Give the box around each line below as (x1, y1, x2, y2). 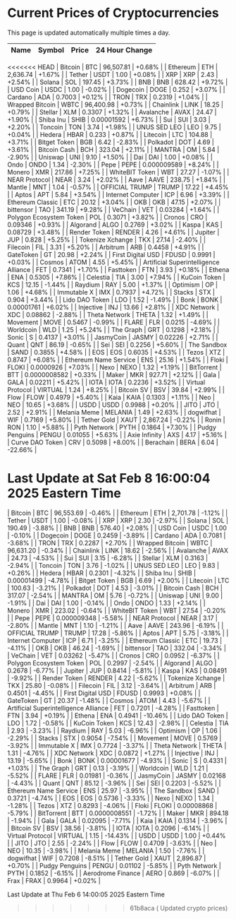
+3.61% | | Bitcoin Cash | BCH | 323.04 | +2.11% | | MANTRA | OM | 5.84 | (7, 145, 220, 153)
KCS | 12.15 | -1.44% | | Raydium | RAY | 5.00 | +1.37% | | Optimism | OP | (7, 280, 218, 289)
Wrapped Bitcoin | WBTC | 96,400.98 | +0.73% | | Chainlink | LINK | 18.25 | (7, 100, 224, 109)
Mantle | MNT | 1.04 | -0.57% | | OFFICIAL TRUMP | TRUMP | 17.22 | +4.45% (7, 182, 229, 191)
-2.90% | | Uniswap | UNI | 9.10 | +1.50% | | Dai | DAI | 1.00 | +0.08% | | (7, 153, 213, 161)
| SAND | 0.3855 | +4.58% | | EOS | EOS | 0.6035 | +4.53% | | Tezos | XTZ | (7, 348, 225, 356)
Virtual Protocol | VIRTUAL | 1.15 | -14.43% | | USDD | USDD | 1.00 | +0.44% (7, 831, 226, 840)
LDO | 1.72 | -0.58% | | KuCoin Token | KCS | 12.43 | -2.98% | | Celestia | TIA (7, 718, 229, 727)
